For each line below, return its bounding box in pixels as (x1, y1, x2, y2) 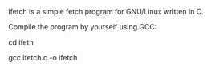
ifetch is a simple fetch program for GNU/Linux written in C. (8, 7, 205, 16)
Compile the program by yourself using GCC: (8, 22, 157, 31)
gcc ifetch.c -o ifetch (8, 53, 78, 62)
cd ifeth (8, 37, 34, 47)
